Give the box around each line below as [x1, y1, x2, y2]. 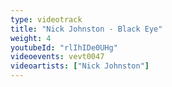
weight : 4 [10, 33, 52, 43]
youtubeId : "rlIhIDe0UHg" [10, 42, 118, 53]
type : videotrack [10, 14, 83, 25]
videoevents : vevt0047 [10, 52, 105, 62]
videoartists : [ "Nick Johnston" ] [10, 61, 150, 71]
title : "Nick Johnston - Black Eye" [10, 24, 163, 34]
